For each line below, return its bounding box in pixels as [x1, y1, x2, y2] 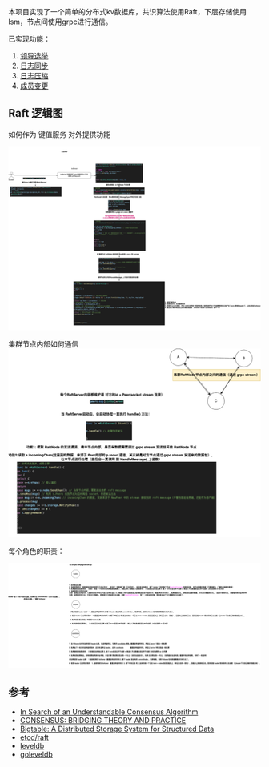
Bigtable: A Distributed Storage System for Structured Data [19, 724, 215, 734]
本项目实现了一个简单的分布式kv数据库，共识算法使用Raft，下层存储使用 [8, 7, 247, 16]
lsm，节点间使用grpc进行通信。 [8, 17, 113, 26]
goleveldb [19, 749, 54, 759]
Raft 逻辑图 [8, 106, 64, 120]
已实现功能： [8, 34, 50, 43]
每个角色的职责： [8, 547, 65, 556]
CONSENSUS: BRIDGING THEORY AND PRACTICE [19, 716, 187, 725]
